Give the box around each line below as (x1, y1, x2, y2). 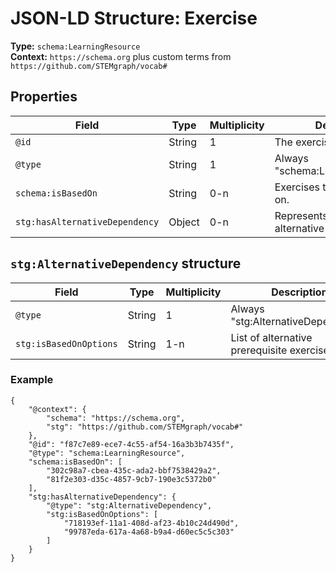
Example (10, 373, 54, 387)
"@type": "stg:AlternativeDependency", (46, 500, 213, 511)
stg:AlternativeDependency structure (10, 255, 242, 272)
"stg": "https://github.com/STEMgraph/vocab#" (46, 422, 244, 432)
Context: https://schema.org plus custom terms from (10, 50, 232, 62)
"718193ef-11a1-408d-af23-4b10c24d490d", (63, 518, 240, 528)
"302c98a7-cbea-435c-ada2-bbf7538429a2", (46, 465, 222, 476)
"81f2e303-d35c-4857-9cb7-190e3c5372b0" (46, 474, 217, 484)
